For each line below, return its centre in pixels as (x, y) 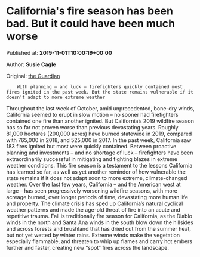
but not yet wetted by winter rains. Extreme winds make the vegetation (93, 235)
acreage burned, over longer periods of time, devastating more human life (97, 197)
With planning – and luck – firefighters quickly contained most (100, 87)
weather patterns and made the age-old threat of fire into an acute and (93, 209)
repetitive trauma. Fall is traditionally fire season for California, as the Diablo (99, 216)
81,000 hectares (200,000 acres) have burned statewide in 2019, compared (99, 134)
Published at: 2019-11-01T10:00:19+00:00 (59, 52)
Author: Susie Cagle (31, 64)
